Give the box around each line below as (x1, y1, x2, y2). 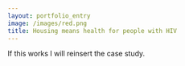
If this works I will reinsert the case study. (7, 49, 146, 59)
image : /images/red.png (7, 19, 88, 27)
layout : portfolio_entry (7, 11, 91, 20)
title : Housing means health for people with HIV (7, 27, 178, 35)
